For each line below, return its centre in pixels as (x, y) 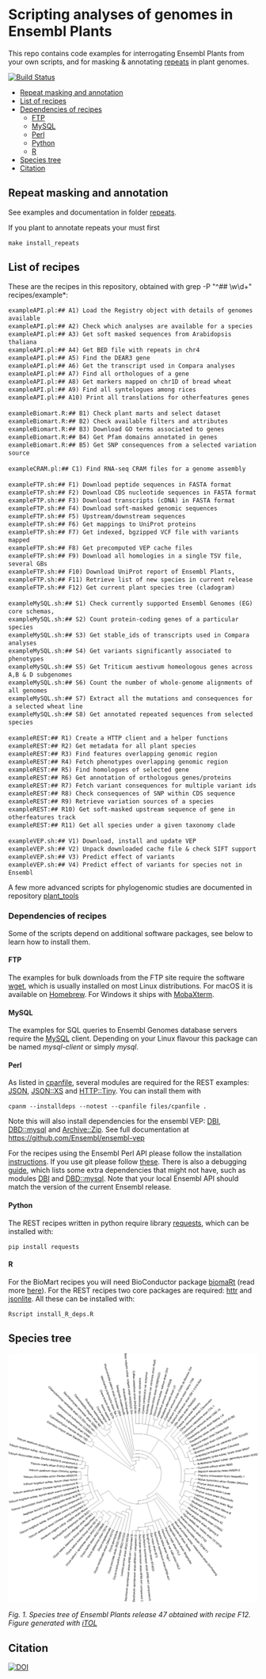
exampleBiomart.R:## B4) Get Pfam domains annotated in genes (113, 437)
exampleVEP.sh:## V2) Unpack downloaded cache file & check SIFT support (133, 849)
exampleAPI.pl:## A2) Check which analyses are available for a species (131, 326)
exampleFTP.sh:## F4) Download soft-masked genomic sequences (113, 508)
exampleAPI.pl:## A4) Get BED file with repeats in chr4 (104, 350)
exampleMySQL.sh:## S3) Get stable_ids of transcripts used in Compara (129, 635)
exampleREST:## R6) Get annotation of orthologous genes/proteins (120, 778)
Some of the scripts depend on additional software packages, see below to (131, 933)
